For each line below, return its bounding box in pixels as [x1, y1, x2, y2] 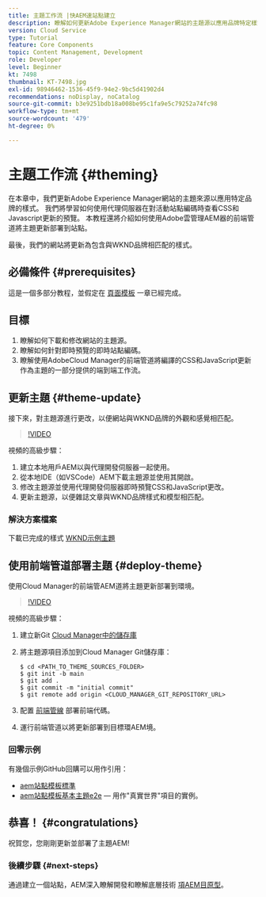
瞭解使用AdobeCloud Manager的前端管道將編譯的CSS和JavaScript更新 [19, 356, 252, 365]
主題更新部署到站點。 [21, 223, 92, 232]
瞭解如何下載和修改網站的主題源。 [19, 336, 131, 345]
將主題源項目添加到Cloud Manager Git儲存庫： [19, 647, 172, 657]
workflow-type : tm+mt [8, 108, 80, 116]
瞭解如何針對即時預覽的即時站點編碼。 [19, 345, 145, 355]
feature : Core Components [8, 41, 93, 49]
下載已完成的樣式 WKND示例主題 [8, 533, 116, 543]
